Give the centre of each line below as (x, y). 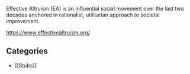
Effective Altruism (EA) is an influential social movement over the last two (95, 9)
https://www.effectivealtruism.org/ (48, 33)
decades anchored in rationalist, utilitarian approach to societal (83, 15)
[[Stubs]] (26, 65)
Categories (27, 51)
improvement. (23, 21)
